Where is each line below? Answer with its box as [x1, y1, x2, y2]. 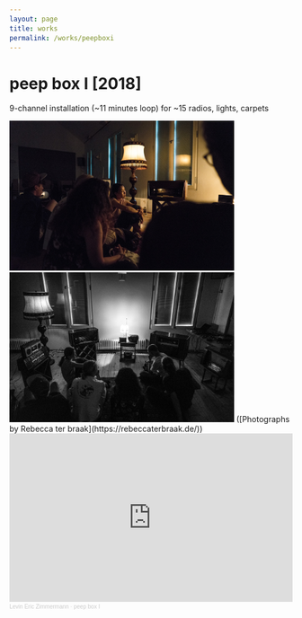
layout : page [9, 14, 58, 23]
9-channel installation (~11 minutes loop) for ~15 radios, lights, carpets [9, 103, 270, 114]
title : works [9, 23, 58, 33]
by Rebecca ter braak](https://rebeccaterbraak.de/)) [9, 423, 203, 434]
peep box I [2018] [9, 73, 142, 93]
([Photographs [235, 413, 290, 424]
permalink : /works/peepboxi [9, 33, 115, 42]
